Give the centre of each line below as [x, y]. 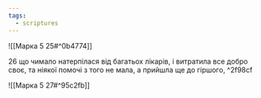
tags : [17, 16]
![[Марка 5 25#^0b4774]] [51, 45]
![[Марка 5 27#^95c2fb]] [49, 85]
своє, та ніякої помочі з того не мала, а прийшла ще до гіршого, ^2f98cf [130, 69]
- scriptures [37, 23]
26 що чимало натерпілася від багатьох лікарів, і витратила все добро [128, 61]
